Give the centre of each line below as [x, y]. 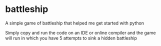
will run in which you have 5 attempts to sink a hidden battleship [71, 38]
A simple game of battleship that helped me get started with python [74, 23]
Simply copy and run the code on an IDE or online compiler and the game [80, 32]
